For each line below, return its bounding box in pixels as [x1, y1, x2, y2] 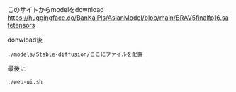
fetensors [7, 21, 35, 29]
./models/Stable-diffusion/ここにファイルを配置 [7, 51, 143, 58]
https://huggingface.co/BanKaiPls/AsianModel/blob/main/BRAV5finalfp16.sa [7, 13, 229, 22]
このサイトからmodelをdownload [7, 6, 104, 13]
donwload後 [7, 35, 43, 44]
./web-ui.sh [7, 79, 43, 86]
